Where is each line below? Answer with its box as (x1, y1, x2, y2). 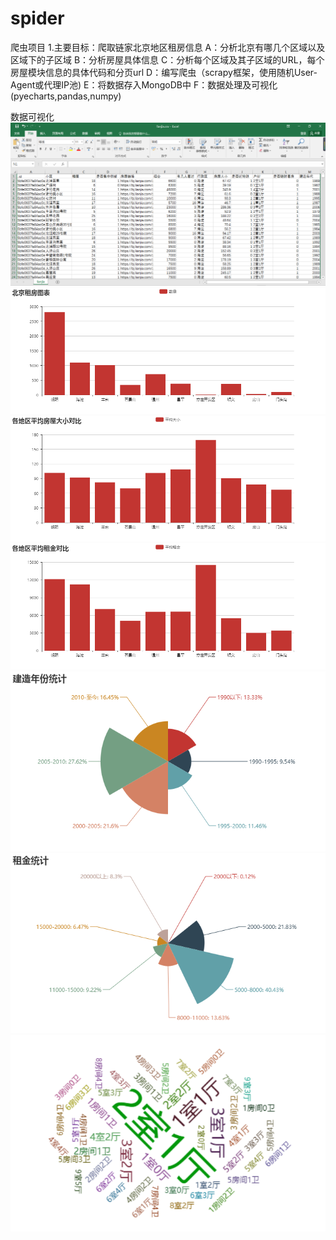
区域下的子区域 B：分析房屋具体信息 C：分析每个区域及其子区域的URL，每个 (10, 53, 325, 66)
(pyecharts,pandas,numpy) (10, 90, 122, 102)
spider (10, 7, 65, 30)
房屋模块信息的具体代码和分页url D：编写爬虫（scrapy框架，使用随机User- (10, 66, 318, 78)
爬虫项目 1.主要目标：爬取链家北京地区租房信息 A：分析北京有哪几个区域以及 (10, 41, 326, 53)
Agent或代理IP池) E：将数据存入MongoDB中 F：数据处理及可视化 (10, 78, 278, 91)
